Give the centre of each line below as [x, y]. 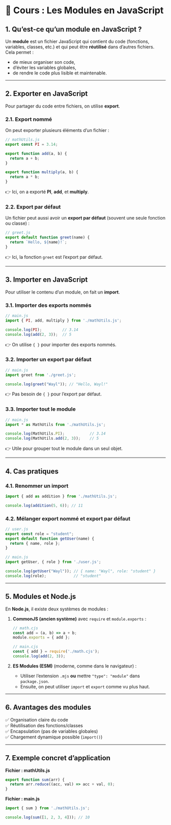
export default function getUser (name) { [50, 539]
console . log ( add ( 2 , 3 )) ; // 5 [38, 334]
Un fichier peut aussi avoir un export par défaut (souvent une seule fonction [85, 218]
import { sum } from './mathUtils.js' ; [48, 808]
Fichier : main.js [22, 799]
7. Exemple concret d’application [58, 758]
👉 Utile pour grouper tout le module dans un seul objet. [64, 448]
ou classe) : [17, 223]
